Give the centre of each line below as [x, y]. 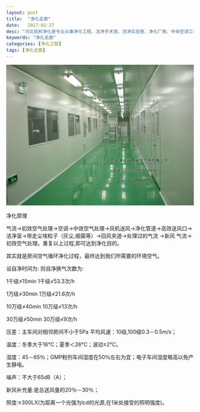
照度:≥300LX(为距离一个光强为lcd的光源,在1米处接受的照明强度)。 [87, 402]
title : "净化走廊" [29, 19]
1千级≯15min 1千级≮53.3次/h [41, 281]
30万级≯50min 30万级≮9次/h [42, 319]
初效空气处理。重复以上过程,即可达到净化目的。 [65, 243]
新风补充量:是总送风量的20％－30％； [53, 389]
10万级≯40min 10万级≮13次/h [42, 306]
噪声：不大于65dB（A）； [37, 377]
